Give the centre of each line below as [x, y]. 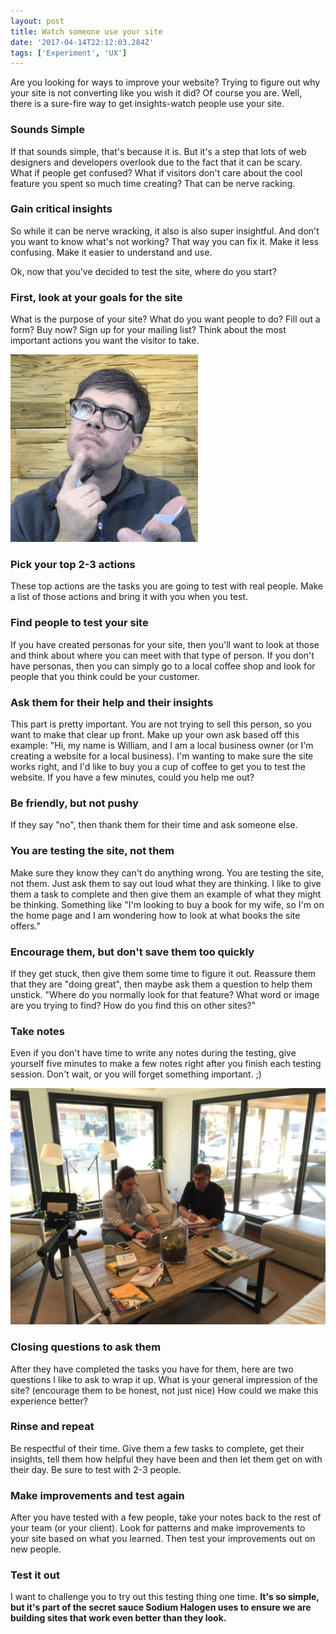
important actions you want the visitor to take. [105, 341]
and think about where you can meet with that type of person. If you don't [162, 655]
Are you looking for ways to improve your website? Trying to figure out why [165, 82]
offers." [26, 926]
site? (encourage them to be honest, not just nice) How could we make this [164, 1390]
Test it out [35, 1575]
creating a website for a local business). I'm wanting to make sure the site [162, 756]
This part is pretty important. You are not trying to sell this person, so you [161, 724]
